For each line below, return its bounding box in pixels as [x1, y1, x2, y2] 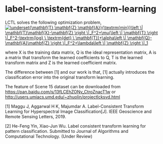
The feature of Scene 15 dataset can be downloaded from [5, 83, 121, 89]
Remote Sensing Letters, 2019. [5, 113, 67, 119]
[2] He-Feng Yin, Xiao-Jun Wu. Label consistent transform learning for [5, 123, 146, 129]
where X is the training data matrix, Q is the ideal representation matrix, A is [5, 49, 157, 55]
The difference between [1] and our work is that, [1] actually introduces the [5, 69, 155, 75]
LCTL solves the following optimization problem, [5, 19, 102, 25]
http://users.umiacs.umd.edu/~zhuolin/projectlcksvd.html [5, 94, 120, 100]
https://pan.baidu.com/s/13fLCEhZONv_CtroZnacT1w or [5, 89, 116, 95]
